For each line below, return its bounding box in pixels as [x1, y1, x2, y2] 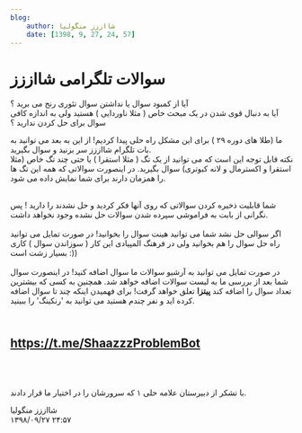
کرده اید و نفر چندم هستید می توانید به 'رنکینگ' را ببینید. [10, 296, 196, 306]
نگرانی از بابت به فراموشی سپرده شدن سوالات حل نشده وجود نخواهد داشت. [10, 209, 269, 220]
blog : [10, 13, 31, 22]
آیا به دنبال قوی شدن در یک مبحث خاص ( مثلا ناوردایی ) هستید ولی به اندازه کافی [10, 108, 280, 119]
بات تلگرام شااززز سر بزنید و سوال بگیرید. [10, 145, 152, 155]
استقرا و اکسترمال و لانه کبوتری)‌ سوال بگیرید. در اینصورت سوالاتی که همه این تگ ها [10, 163, 291, 174]
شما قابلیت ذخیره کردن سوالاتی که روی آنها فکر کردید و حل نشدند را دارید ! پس [10, 199, 277, 211]
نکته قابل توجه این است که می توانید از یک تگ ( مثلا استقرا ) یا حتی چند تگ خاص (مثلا [10, 154, 294, 164]
